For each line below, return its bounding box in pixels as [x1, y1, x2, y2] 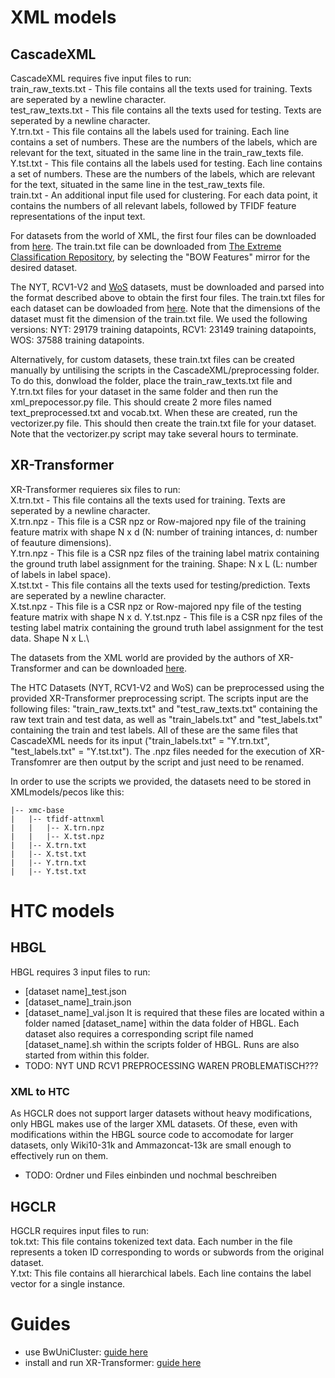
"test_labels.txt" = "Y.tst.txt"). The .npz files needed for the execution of [10, 745, 308, 757]
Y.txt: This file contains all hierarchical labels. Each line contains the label [10, 1267, 312, 1279]
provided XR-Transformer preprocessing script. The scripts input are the [10, 692, 309, 704]
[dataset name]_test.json [24, 985, 127, 997]
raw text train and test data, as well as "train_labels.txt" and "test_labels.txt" [10, 713, 323, 725]
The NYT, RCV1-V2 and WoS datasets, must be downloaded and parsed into [10, 281, 325, 293]
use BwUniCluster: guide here [24, 1346, 148, 1358]
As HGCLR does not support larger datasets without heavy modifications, [10, 1107, 313, 1120]
